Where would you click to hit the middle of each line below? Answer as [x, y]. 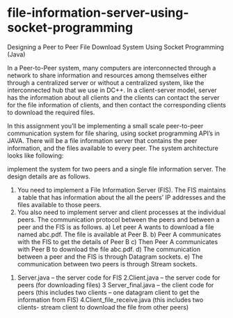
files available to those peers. [59, 204]
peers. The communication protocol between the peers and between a [119, 219]
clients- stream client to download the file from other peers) [103, 307]
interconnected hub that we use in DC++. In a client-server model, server [112, 90]
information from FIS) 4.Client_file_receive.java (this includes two [110, 300]
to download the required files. [51, 112]
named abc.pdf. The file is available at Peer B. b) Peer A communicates [119, 234]
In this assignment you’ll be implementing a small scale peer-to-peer [105, 126]
